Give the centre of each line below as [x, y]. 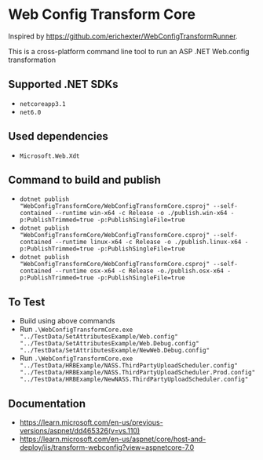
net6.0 [30, 112]
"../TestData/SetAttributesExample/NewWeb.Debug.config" [115, 351]
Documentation [47, 403]
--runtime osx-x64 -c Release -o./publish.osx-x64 [139, 271]
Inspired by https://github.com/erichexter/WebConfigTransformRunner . [123, 36]
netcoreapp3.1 [42, 104]
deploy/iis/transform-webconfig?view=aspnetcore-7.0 [107, 447]
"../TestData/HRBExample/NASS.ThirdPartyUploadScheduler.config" [128, 366]
